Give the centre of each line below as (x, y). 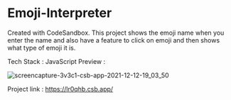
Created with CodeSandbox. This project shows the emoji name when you (116, 33)
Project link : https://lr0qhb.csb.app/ (60, 89)
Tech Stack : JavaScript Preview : (57, 61)
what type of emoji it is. (42, 48)
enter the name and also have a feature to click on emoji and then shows (114, 40)
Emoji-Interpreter (60, 13)
